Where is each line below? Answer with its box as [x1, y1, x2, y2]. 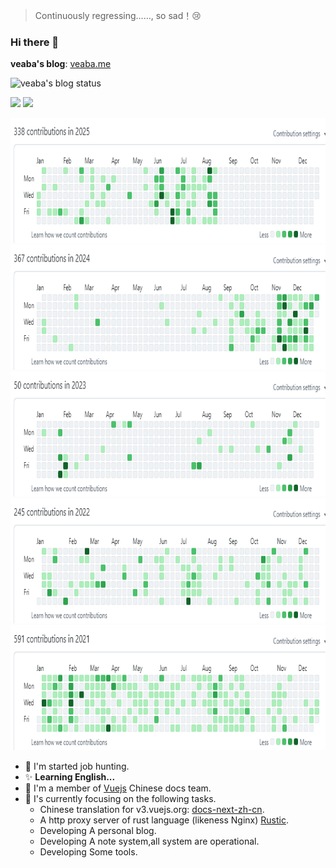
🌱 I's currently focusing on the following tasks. [24, 793, 217, 805]
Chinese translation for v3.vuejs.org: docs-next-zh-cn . [39, 804, 265, 816]
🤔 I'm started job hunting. [24, 760, 130, 773]
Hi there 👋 [10, 35, 60, 49]
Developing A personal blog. [39, 825, 157, 837]
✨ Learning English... [24, 771, 116, 783]
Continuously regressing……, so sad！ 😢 [34, 10, 202, 21]
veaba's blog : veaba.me [10, 58, 112, 70]
